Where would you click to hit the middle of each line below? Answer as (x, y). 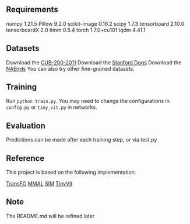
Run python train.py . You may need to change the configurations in (88, 101)
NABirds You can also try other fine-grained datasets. (71, 68)
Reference (25, 158)
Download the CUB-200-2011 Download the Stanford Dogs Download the (94, 62)
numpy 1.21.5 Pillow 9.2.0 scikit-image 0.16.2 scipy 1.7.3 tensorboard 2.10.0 (95, 23)
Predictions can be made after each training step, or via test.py (82, 140)
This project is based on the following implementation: (71, 173)
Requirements (32, 10)
